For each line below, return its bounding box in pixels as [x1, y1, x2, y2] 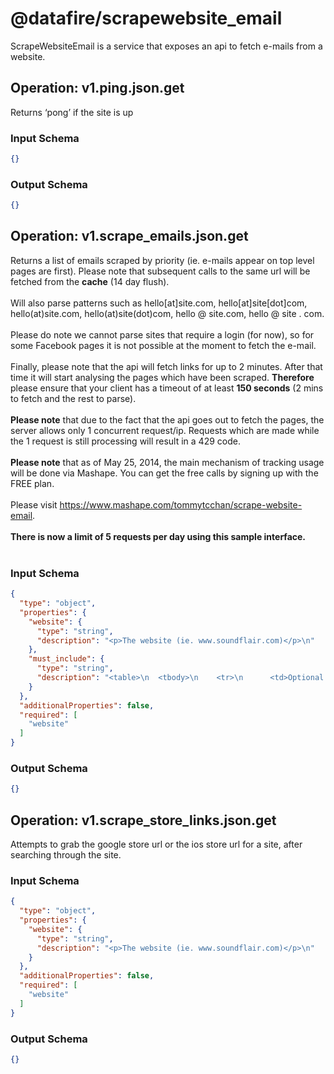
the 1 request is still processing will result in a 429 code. [10, 435, 241, 447]
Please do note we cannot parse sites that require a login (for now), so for [10, 328, 315, 341]
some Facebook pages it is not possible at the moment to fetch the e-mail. [10, 339, 317, 351]
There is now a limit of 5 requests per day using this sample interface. [10, 530, 307, 542]
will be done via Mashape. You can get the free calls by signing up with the [10, 467, 319, 479]
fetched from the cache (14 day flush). [10, 275, 170, 287]
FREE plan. [10, 477, 55, 489]
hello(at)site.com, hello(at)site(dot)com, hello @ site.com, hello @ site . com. [10, 307, 325, 319]
